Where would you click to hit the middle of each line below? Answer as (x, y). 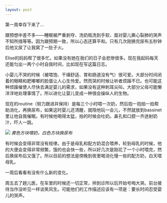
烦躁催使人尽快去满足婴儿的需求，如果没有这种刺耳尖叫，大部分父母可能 (83, 87)
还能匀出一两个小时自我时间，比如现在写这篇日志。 (57, 64)
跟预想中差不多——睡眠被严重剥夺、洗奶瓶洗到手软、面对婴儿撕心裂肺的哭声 (83, 35)
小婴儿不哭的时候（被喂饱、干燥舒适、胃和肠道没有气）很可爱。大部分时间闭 (83, 74)
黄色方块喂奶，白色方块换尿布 (42, 133)
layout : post (19, 10)
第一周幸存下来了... (25, 24)
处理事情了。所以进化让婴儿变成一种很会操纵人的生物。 (75, 93)
